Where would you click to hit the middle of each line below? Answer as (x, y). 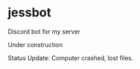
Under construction (35, 44)
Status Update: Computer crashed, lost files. (70, 58)
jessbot (30, 13)
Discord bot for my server (44, 31)
